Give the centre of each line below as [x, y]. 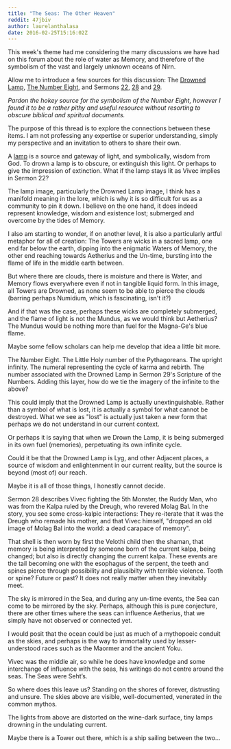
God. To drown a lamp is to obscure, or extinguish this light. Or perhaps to [112, 164]
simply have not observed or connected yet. [70, 621]
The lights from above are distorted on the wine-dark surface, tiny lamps [110, 717]
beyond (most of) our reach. [48, 473]
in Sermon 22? [28, 178]
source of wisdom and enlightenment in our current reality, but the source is [115, 465]
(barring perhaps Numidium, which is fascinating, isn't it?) [89, 298]
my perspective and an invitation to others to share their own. [94, 143]
